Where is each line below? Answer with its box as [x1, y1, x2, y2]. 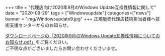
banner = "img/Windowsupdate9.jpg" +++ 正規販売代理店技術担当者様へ [5, 16, 156, 21]
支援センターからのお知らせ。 [9, 22, 71, 28]
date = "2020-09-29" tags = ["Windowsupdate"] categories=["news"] [5, 10, 151, 16]
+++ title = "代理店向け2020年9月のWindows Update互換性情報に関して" [5, 4, 156, 10]
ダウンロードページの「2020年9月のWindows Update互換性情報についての [5, 33, 160, 38]
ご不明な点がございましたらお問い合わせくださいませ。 [5, 45, 120, 51]
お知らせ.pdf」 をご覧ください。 [5, 39, 71, 45]
